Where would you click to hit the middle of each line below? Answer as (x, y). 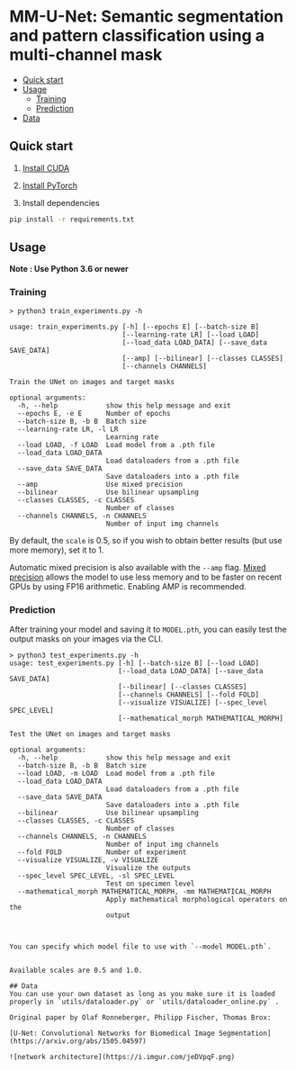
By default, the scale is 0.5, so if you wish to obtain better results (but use (146, 540)
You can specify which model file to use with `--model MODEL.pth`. (140, 947)
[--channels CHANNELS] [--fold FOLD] (188, 695)
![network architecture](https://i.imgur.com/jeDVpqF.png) (122, 1057)
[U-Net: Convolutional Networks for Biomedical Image (112, 1034)
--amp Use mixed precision (100, 484)
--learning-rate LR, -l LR (68, 429)
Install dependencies (61, 202)
